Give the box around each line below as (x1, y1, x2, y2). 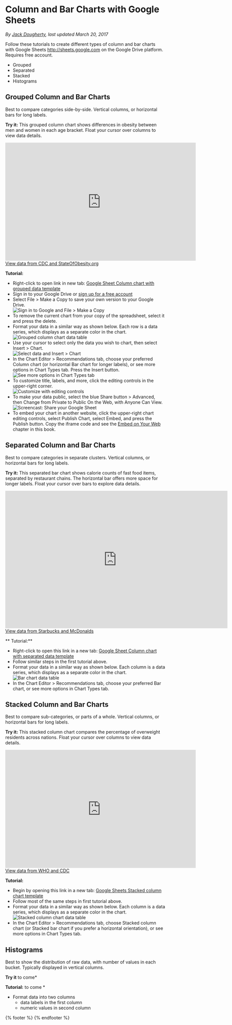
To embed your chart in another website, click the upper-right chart (12, 410, 154, 416)
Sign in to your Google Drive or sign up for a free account (12, 291, 133, 297)
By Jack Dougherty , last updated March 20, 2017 (5, 31, 108, 37)
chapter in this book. (12, 426, 56, 432)
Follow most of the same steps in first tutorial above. (12, 898, 123, 904)
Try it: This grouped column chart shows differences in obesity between (5, 121, 157, 128)
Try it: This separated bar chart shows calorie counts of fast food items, (5, 469, 156, 476)
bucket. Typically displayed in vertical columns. (5, 964, 104, 971)
